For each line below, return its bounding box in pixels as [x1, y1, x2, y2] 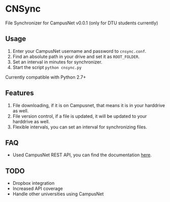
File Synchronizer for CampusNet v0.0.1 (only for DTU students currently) [5, 20, 158, 26]
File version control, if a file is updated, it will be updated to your [12, 113, 147, 119]
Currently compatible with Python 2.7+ [5, 74, 86, 80]
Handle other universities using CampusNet [12, 191, 104, 197]
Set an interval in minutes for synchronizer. [12, 59, 103, 65]
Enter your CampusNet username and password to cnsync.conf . [12, 48, 147, 54]
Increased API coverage [12, 186, 63, 192]
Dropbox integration [12, 180, 55, 186]
